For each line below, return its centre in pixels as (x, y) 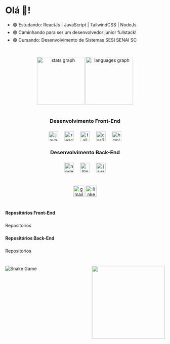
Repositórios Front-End (30, 213)
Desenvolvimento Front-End (85, 121)
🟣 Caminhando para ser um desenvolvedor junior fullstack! (74, 32)
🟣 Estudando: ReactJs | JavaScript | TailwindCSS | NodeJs (74, 24)
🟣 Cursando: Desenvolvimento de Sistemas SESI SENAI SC (75, 40)
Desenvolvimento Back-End (85, 153)
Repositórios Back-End (30, 238)
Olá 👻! (18, 10)
